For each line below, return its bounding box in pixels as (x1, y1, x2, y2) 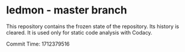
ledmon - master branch (6, 4, 127, 17)
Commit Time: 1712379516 (6, 40, 70, 47)
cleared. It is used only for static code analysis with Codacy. (6, 29, 152, 36)
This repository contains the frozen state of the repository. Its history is (6, 23, 179, 30)
